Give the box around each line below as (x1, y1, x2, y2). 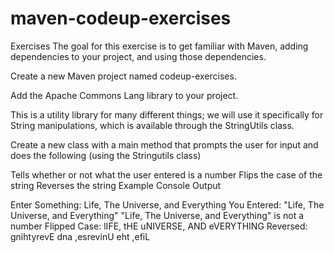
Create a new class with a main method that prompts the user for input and (10, 138, 319, 151)
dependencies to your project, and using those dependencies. (10, 50, 267, 62)
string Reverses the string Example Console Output (10, 179, 222, 191)
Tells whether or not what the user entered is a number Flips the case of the (10, 168, 323, 181)
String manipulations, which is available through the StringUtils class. (10, 119, 295, 131)
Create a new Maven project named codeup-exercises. (10, 70, 237, 82)
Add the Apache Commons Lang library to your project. (10, 89, 239, 101)
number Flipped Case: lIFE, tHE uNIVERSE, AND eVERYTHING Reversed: (10, 220, 308, 232)
